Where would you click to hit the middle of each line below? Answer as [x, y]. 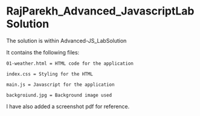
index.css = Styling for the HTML [50, 74]
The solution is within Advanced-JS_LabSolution [66, 40]
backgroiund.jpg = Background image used [59, 95]
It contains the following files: [43, 52]
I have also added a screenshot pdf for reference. [68, 106]
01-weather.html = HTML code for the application [70, 63]
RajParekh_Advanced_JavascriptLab [100, 11]
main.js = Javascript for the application [60, 85]
